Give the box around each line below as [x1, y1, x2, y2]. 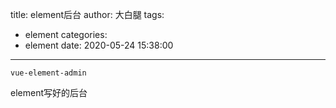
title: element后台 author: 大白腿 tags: [10, 9, 165, 20]
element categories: [24, 29, 108, 40]
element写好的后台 [10, 87, 88, 98]
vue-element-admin [10, 68, 87, 78]
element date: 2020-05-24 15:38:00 [24, 39, 174, 51]
